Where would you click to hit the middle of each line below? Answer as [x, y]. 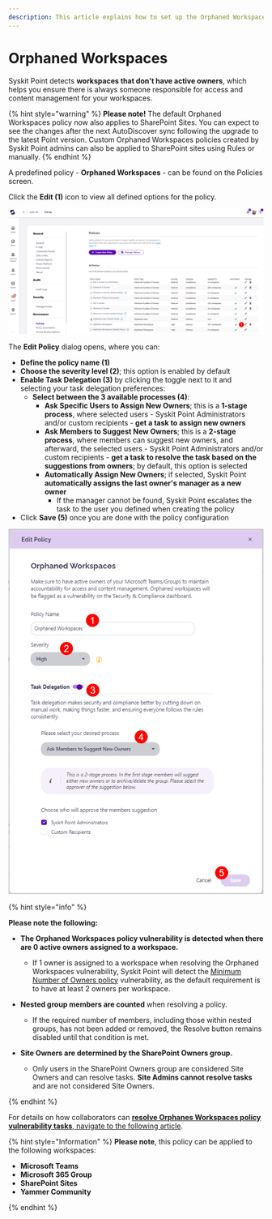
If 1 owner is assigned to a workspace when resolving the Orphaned [145, 962]
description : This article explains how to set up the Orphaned [119, 17]
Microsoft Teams [49, 1166]
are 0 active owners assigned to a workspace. [99, 947]
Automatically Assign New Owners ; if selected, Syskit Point [145, 474]
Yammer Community [55, 1191]
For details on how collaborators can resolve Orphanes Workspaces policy [135, 1117]
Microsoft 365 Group [56, 1174]
